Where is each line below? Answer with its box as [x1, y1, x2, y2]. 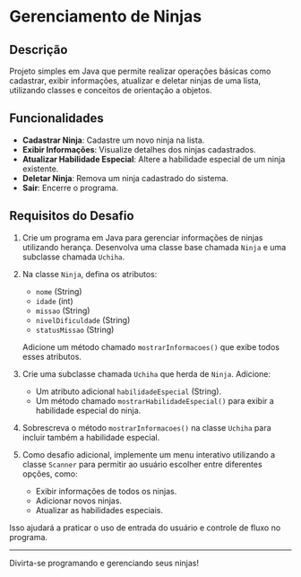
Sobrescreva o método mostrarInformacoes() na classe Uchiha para [21, 422, 271, 433]
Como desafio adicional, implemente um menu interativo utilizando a [21, 449, 276, 459]
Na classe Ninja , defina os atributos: [21, 268, 158, 279]
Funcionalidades [9, 110, 105, 127]
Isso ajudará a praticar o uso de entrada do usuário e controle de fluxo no [9, 522, 281, 533]
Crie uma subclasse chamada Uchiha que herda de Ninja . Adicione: [21, 368, 271, 379]
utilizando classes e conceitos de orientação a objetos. [9, 85, 212, 95]
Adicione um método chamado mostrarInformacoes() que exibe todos [21, 341, 280, 352]
